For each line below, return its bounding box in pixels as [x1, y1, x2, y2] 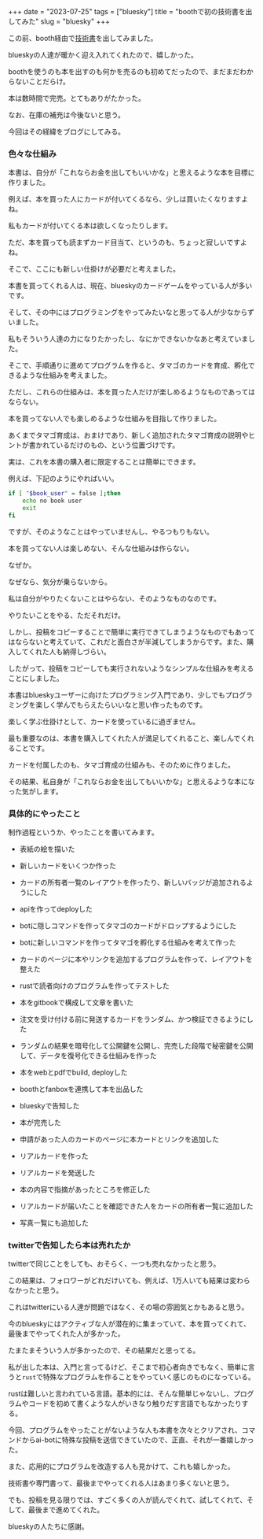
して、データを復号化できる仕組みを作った [19, 1051, 157, 1060]
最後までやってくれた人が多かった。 [8, 1329, 125, 1338]
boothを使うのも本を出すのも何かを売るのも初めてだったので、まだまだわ [8, 67, 247, 76]
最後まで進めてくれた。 [27, 1505, 104, 1515]
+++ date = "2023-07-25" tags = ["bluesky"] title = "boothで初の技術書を [8, 7, 246, 16]
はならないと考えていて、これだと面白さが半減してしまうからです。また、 [8, 637, 247, 646]
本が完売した [19, 1118, 61, 1127]
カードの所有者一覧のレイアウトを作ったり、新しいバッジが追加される [19, 878, 247, 887]
